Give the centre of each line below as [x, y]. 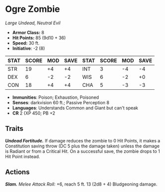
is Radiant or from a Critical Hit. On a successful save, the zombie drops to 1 [82, 151]
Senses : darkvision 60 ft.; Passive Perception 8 [61, 102]
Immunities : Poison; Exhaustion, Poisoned [55, 97]
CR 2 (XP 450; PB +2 [34, 113]
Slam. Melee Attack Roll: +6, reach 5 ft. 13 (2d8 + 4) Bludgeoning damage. [81, 184]
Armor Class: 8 [28, 32]
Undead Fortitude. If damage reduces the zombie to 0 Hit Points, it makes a [83, 140]
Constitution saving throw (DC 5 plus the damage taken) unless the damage [82, 146]
